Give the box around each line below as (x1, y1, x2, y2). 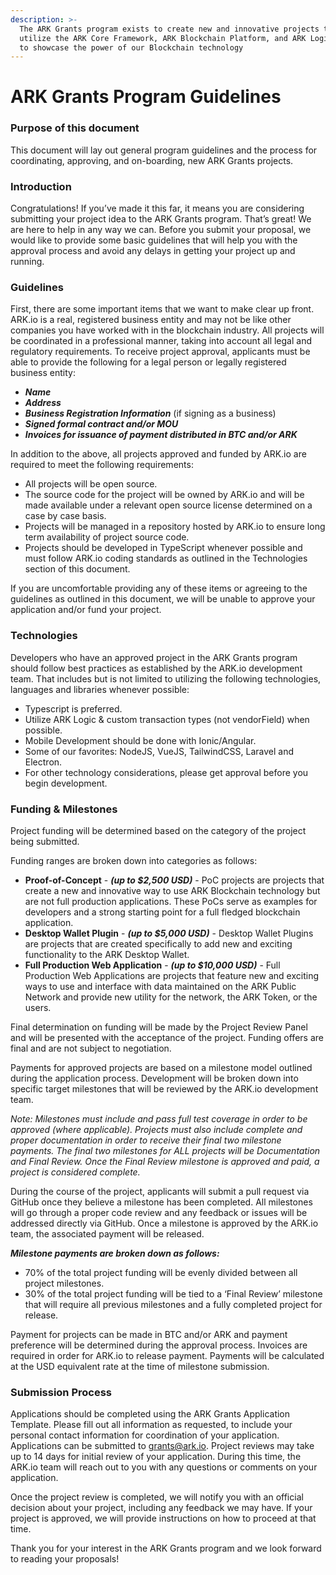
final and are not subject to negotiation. (10, 1042, 172, 1054)
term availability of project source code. (24, 531, 190, 543)
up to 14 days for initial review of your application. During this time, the (10, 1451, 302, 1463)
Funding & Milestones (10, 802, 118, 816)
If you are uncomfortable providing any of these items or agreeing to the (10, 582, 308, 595)
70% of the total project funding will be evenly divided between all (24, 1266, 298, 1278)
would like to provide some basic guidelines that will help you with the (10, 234, 298, 246)
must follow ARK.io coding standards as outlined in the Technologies (24, 552, 308, 565)
